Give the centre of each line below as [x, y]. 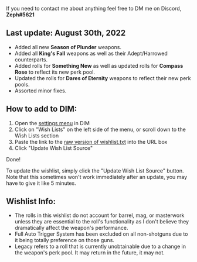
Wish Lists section [37, 135]
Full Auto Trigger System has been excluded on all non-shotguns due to [101, 234]
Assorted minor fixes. [40, 91]
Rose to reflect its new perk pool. [55, 72]
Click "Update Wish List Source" [54, 148]
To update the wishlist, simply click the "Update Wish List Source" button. [95, 170]
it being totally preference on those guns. [64, 240]
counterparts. [31, 59]
